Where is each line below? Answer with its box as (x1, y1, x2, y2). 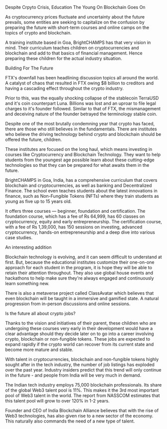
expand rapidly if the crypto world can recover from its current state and (5, 342, 154, 347)
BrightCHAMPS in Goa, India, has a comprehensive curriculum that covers (5, 177, 158, 183)
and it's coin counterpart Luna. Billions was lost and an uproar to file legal (5, 100, 156, 106)
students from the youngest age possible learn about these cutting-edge (5, 157, 155, 163)
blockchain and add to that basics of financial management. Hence (5, 50, 143, 56)
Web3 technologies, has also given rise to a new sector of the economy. (5, 413, 154, 419)
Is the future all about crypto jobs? (5, 311, 76, 316)
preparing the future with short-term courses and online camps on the (5, 24, 150, 30)
